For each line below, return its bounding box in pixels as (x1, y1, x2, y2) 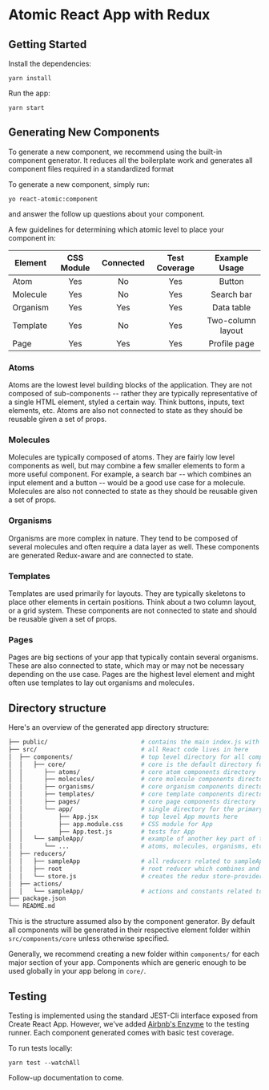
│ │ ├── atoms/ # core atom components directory (8, 768, 256, 776)
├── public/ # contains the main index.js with (8, 738, 260, 747)
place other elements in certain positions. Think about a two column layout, (8, 598, 256, 606)
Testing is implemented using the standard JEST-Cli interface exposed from (8, 1011, 259, 1020)
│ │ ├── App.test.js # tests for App (8, 828, 195, 836)
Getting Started (8, 38, 87, 51)
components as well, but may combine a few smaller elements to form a (8, 461, 246, 471)
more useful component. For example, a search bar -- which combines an (8, 469, 252, 479)
